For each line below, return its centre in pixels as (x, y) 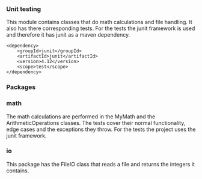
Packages (21, 87)
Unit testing (24, 9)
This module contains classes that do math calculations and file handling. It (99, 22)
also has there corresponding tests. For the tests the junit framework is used (101, 28)
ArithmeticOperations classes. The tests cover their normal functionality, (96, 123)
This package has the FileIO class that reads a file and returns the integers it (101, 164)
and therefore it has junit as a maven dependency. (68, 35)
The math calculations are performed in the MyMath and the (81, 117)
